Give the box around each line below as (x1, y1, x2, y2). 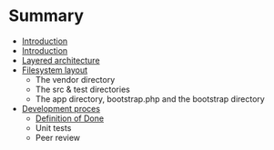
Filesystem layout (21, 65, 88, 75)
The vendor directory (35, 74, 116, 85)
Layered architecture (21, 55, 101, 65)
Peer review (35, 132, 81, 143)
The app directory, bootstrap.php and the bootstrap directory (35, 93, 265, 105)
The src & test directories (35, 84, 131, 95)
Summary (8, 5, 84, 26)
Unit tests (35, 122, 72, 133)
